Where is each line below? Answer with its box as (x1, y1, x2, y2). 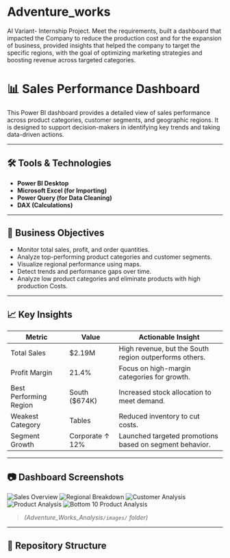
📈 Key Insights (7, 309, 73, 320)
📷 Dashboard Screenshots (7, 471, 125, 483)
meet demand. (118, 396, 166, 406)
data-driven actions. (7, 130, 64, 138)
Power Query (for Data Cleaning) (16, 193, 112, 202)
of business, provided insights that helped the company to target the (7, 41, 201, 49)
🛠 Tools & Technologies (7, 157, 112, 169)
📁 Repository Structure (7, 540, 107, 551)
